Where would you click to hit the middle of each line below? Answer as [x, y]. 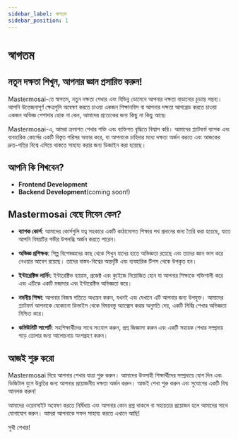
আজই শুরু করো [31, 358]
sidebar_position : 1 [38, 21]
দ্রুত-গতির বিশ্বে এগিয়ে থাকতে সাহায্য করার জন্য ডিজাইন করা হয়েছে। [77, 145]
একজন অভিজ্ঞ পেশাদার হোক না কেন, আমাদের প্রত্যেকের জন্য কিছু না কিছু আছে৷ [87, 115]
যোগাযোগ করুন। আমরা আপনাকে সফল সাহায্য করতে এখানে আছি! [74, 413]
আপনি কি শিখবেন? [36, 167]
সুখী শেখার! [19, 427]
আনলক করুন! [22, 391]
